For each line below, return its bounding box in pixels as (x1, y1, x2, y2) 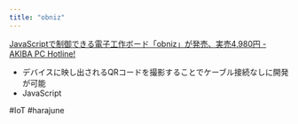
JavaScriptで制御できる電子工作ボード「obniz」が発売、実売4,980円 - (9, 38, 267, 49)
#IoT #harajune (9, 105, 65, 115)
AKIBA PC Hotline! (9, 48, 76, 58)
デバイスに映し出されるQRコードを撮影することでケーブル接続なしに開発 (21, 66, 289, 77)
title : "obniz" (9, 12, 66, 22)
